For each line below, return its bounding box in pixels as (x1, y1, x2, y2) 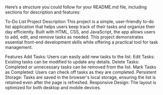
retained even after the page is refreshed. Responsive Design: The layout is (5, 79, 157, 85)
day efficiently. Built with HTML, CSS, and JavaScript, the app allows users (5, 29, 156, 34)
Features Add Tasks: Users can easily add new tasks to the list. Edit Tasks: (5, 54, 155, 60)
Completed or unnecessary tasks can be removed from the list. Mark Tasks (5, 64, 156, 70)
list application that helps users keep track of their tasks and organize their (5, 24, 155, 30)
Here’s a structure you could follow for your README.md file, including (5, 4, 147, 10)
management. (5, 45, 33, 50)
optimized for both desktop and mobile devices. (5, 85, 102, 90)
